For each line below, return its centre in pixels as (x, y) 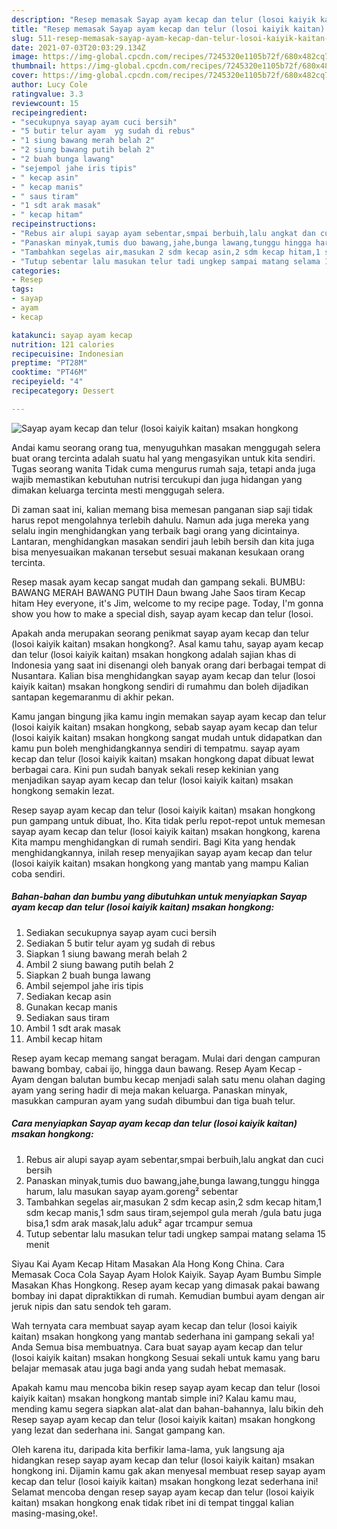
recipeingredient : (49, 112)
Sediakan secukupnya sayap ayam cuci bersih (121, 932)
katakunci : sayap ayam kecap (72, 335)
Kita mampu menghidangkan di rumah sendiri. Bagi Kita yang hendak (153, 842)
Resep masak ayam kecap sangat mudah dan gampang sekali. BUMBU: (158, 582)
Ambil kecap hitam (64, 1038)
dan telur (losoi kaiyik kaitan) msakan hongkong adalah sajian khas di (154, 654)
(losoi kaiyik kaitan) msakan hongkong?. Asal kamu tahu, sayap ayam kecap (167, 643)
